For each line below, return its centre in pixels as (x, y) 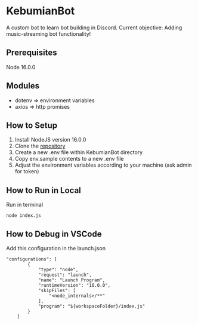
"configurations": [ (32, 259)
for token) (27, 171)
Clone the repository (40, 146)
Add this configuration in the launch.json (56, 248)
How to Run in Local (44, 190)
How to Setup (32, 125)
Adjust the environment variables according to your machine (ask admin (103, 165)
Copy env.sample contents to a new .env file (69, 159)
